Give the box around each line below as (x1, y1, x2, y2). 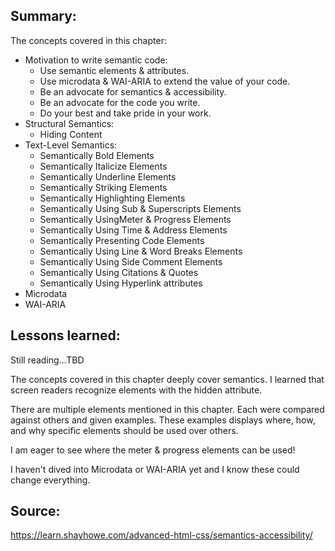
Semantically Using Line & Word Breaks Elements (39, 245, 243, 257)
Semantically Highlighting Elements (39, 192, 186, 204)
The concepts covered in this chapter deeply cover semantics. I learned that (10, 373, 325, 385)
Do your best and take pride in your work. (39, 107, 212, 119)
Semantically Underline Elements (39, 170, 177, 183)
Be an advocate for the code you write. (39, 96, 201, 108)
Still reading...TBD (10, 354, 85, 366)
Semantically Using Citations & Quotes (39, 266, 199, 278)
